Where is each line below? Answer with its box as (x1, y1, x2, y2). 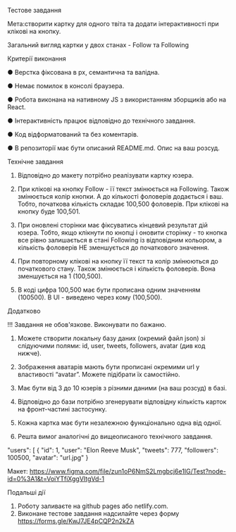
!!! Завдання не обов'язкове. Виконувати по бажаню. (7, 321, 167, 328)
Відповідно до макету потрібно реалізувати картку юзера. (17, 171, 194, 179)
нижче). (17, 349, 42, 357)
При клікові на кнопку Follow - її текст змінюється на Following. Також (17, 185, 230, 193)
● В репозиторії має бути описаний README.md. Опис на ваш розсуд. (7, 144, 220, 152)
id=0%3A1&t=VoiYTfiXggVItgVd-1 (7, 475, 104, 483)
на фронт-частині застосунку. (17, 405, 107, 413)
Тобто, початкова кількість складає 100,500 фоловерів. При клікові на (17, 200, 229, 208)
